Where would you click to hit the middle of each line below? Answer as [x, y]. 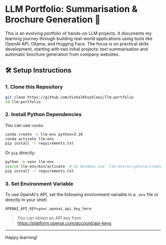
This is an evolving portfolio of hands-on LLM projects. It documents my [79, 33]
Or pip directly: [21, 153]
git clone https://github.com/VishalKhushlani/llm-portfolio [69, 97]
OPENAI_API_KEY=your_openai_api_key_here [48, 209]
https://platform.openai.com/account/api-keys [64, 223]
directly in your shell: [26, 200]
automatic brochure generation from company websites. [62, 54]
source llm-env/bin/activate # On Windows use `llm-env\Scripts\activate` [85, 166]
